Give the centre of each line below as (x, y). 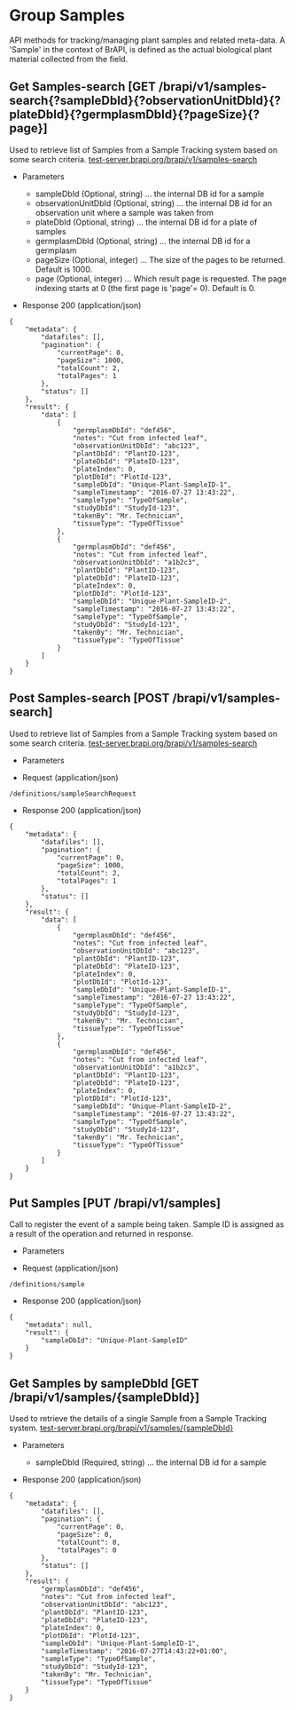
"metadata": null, (59, 1325)
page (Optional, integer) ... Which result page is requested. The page (161, 278)
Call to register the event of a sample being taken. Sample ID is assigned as (147, 1224)
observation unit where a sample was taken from (125, 212)
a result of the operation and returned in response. (101, 1234)
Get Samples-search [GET (83, 87)
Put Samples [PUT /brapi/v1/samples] (115, 1203)
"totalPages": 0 (86, 1550)
